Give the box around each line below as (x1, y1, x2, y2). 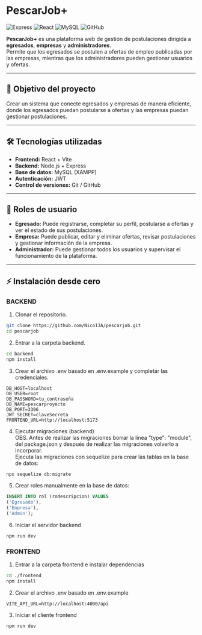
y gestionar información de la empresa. (14, 239, 112, 247)
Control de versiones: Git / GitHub (14, 181, 101, 189)
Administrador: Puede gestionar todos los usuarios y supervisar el (14, 246, 181, 253)
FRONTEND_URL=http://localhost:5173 (6, 417, 98, 423)
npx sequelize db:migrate (6, 471, 71, 477)
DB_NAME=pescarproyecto (6, 401, 66, 407)
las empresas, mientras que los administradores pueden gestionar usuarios (6, 54, 193, 61)
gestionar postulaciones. (6, 113, 67, 120)
